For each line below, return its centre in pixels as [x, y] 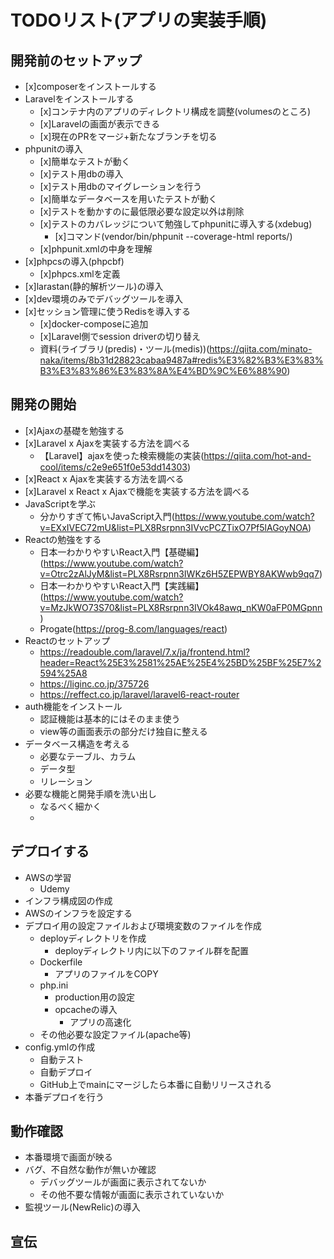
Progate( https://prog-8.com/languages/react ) [133, 628]
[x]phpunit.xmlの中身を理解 [96, 249]
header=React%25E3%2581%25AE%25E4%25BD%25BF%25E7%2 [180, 662]
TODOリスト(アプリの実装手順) [139, 20]
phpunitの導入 [53, 149]
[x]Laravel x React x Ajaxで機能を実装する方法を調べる [137, 491]
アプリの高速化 [100, 1022]
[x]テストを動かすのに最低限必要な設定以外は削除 [142, 211]
